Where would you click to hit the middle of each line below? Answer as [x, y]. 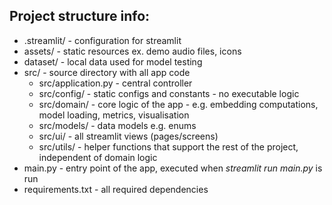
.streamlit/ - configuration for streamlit [102, 40]
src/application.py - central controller [115, 83]
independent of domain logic [98, 157]
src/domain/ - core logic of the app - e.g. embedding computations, [178, 104]
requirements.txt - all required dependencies [116, 189]
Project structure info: [80, 16]
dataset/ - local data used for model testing [113, 61]
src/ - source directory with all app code [107, 72]
